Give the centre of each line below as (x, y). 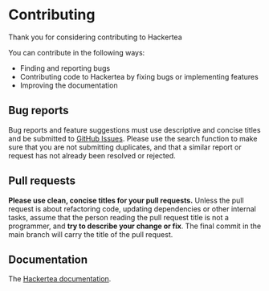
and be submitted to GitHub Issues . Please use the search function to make (133, 138)
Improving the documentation (69, 85)
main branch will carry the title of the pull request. (91, 234)
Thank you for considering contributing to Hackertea (95, 37)
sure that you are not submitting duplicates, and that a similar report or (125, 147)
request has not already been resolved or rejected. (92, 155)
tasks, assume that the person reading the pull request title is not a (118, 217)
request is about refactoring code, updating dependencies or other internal (132, 209)
